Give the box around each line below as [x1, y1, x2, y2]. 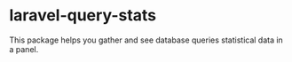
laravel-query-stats [9, 5, 157, 26]
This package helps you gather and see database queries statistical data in [9, 35, 284, 45]
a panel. [9, 43, 39, 54]
